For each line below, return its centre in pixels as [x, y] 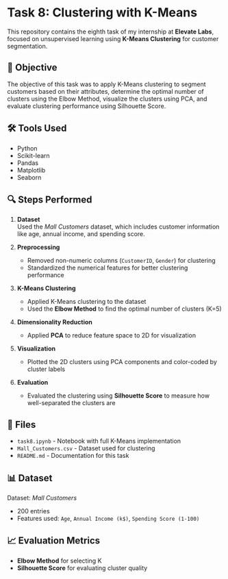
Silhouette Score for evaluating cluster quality [82, 568]
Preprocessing [38, 247]
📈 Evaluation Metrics [54, 541]
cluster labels [46, 369]
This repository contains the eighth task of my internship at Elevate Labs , [111, 31]
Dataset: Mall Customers [42, 498]
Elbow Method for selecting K [59, 561]
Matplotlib [31, 170]
